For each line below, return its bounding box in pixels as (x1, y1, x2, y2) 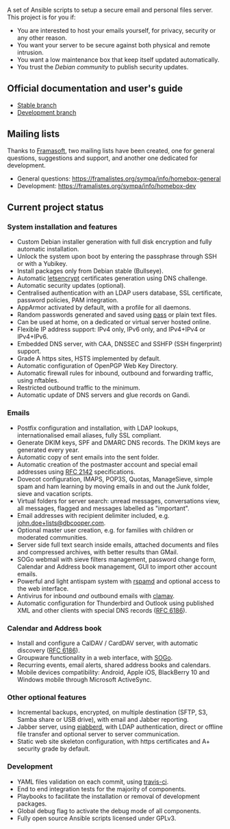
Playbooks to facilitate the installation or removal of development (16, 792, 201, 800)
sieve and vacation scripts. (16, 489, 93, 497)
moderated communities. (16, 533, 88, 541)
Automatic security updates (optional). (16, 282, 126, 290)
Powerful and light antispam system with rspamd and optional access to (16, 577, 220, 585)
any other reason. (16, 34, 67, 42)
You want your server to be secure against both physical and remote (16, 41, 211, 49)
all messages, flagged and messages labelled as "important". (16, 504, 190, 512)
